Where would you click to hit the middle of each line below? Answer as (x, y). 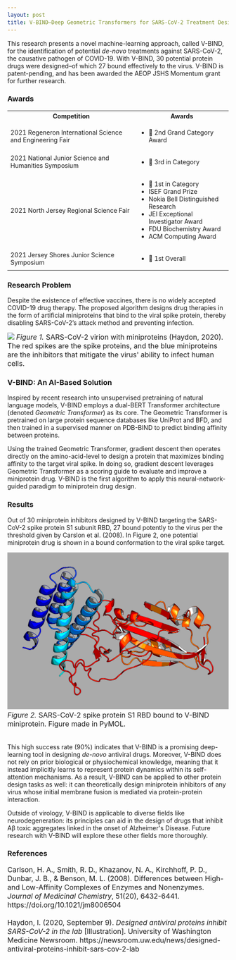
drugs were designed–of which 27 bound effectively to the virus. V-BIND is (116, 66)
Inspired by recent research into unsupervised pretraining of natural (105, 398)
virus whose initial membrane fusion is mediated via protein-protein (105, 792)
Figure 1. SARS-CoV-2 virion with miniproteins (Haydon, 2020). (119, 337)
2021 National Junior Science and (60, 158)
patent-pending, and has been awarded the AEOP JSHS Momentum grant (114, 73)
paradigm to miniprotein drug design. (83, 486)
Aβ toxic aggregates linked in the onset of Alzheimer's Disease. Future (109, 827)
